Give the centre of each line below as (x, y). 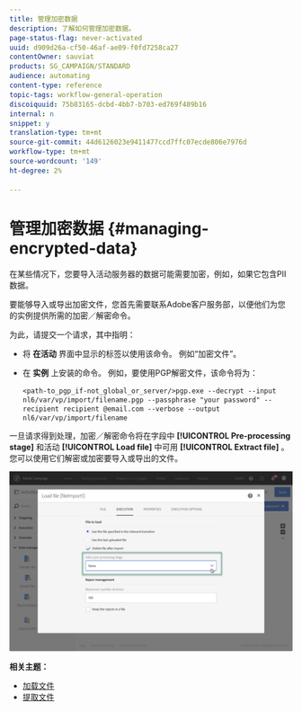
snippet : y (30, 123)
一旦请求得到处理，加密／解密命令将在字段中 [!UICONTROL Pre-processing (150, 436)
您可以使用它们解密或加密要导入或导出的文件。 (96, 458)
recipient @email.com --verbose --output (141, 409)
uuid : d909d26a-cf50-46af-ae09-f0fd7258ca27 (94, 48)
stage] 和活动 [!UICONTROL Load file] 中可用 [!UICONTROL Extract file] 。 (149, 447)
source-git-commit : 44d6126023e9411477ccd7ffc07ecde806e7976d (128, 142)
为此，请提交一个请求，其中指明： (72, 335)
